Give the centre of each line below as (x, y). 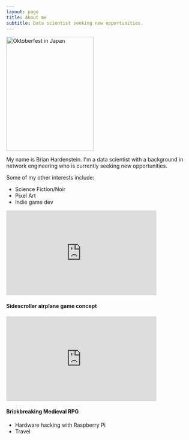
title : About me (26, 17)
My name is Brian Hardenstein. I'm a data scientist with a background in (95, 160)
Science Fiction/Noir (40, 189)
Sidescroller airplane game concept (52, 306)
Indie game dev (34, 202)
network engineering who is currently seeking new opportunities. (87, 166)
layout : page (22, 12)
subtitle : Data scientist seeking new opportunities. (75, 23)
